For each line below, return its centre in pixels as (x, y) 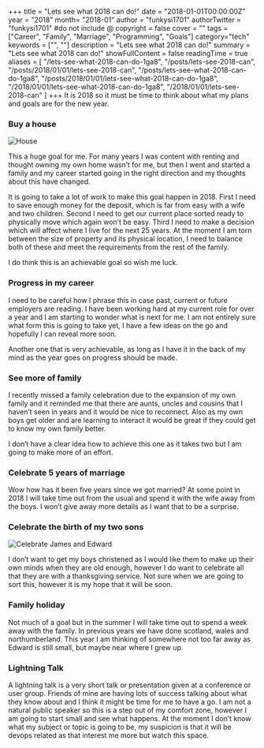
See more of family (45, 378)
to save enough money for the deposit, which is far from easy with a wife (126, 205)
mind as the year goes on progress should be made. (93, 357)
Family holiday (37, 605)
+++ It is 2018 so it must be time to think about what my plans (149, 95)
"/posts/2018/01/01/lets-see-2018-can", (73, 70)
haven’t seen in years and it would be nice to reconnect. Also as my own (126, 411)
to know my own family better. (57, 428)
